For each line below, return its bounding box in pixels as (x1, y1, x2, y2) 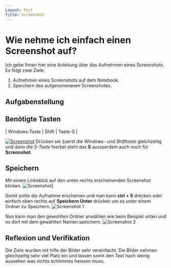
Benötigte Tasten (5, 115, 61, 124)
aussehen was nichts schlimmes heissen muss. (5, 258, 105, 264)
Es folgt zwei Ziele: (5, 67, 45, 74)
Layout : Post (5, 7, 33, 13)
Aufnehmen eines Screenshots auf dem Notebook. (12, 77, 119, 83)
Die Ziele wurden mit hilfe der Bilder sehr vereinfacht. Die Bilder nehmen (5, 247, 157, 253)
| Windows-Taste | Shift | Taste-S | (5, 128, 78, 134)
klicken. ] (5, 183, 54, 189)
